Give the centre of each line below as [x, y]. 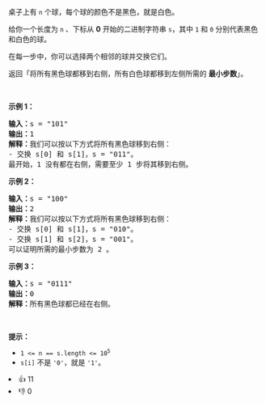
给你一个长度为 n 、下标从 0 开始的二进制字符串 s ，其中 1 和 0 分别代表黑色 [133, 29]
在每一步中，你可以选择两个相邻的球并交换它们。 [90, 56]
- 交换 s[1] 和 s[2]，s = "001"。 [73, 239]
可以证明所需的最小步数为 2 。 [61, 249]
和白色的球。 [30, 39]
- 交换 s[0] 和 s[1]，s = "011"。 [73, 154]
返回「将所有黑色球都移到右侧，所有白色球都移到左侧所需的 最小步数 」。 [128, 74]
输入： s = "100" [38, 199]
